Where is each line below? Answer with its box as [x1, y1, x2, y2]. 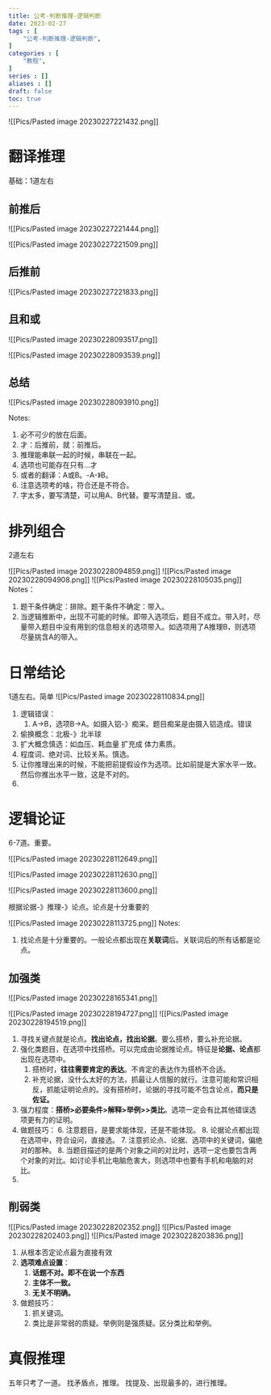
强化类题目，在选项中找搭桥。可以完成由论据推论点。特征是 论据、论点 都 [19, 1045, 261, 1054]
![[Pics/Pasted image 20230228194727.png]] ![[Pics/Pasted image [8, 1009, 228, 1019]
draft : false [8, 87, 52, 95]
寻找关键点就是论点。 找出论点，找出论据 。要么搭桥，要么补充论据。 [19, 1034, 247, 1044]
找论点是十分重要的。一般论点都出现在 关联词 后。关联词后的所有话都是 [19, 935, 254, 945]
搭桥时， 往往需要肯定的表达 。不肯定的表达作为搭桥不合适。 [31, 1065, 231, 1075]
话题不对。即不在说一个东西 [31, 1267, 125, 1277]
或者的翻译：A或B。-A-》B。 [19, 470, 113, 480]
